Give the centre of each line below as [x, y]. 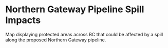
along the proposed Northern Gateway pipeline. [56, 40]
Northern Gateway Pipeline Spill [75, 9]
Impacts [23, 20]
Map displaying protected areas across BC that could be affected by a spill [84, 34]
